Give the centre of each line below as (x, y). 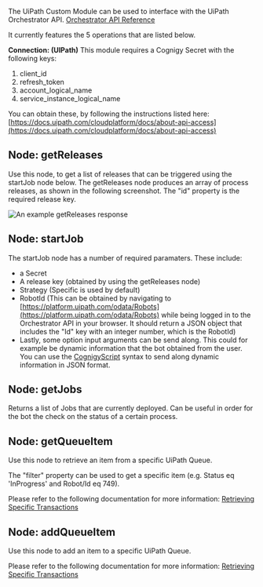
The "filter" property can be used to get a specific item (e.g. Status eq (121, 476)
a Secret (33, 273)
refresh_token (42, 82)
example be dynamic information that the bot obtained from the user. (131, 348)
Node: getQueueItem (60, 441)
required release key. (42, 199)
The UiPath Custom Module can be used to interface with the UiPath (119, 11)
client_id (33, 73)
